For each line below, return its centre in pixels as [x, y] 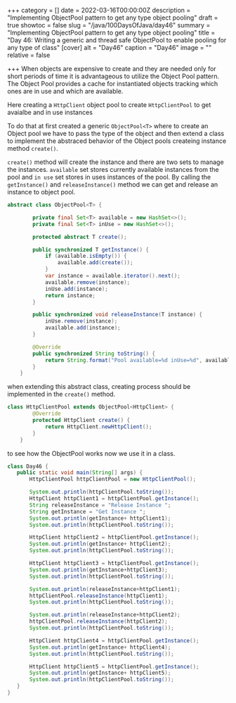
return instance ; [70, 295]
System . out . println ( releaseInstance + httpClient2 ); [105, 615]
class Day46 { [28, 466]
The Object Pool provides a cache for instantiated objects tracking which [113, 83]
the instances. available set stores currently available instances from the [113, 169]
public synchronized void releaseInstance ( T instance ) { [117, 315]
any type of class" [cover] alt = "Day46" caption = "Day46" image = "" [110, 48]
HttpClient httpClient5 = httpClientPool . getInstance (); [114, 666]
